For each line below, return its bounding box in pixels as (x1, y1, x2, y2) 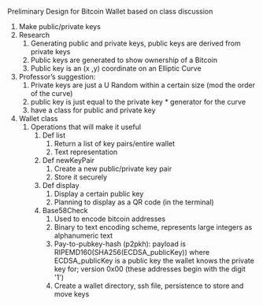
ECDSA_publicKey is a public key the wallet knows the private (54, 256, 255, 265)
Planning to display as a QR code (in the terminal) (54, 197, 214, 207)
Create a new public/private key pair (54, 164, 172, 173)
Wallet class (18, 114, 58, 123)
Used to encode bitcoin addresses (54, 214, 166, 223)
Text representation (54, 147, 118, 157)
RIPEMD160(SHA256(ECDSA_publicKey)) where (54, 248, 210, 256)
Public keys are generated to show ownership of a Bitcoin (30, 55, 218, 65)
